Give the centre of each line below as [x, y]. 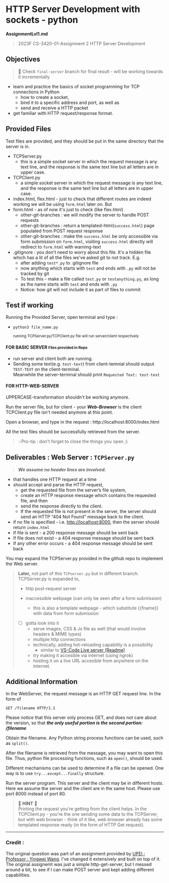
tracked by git [35, 273]
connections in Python [36, 92]
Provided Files [29, 129]
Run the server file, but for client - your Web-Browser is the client [74, 407]
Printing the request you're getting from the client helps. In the [82, 809]
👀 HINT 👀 [28, 804]
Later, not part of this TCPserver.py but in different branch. [78, 573]
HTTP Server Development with [73, 9]
